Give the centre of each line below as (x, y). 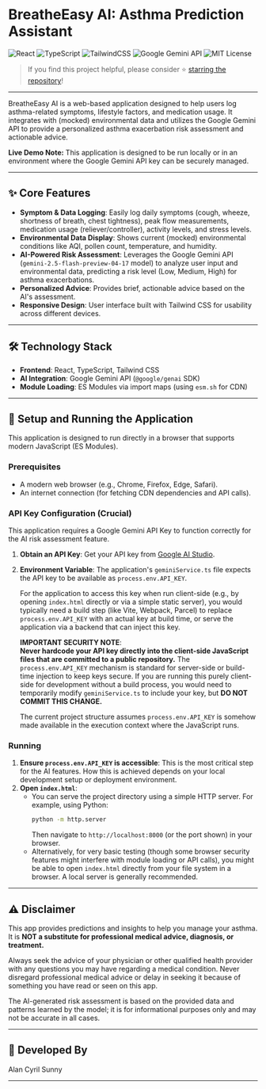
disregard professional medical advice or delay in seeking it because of (125, 977)
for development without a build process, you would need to (133, 684)
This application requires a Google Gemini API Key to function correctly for (130, 530)
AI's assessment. (47, 296)
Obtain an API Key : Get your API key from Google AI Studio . (117, 554)
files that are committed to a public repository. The (104, 659)
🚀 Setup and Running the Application (101, 419)
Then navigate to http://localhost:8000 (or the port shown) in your (142, 835)
